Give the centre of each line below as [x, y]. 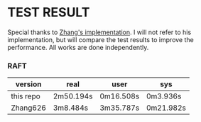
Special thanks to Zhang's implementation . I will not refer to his [99, 32]
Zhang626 [28, 108]
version [28, 84]
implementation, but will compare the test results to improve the [101, 39]
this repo [26, 96]
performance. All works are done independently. [78, 47]
